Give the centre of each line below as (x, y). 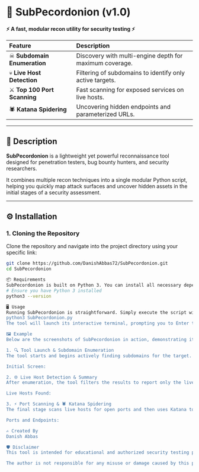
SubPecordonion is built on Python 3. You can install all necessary (94, 285)
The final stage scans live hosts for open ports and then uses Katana (96, 410)
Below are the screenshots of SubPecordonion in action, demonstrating (96, 340)
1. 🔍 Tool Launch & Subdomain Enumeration (60, 350)
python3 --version (29, 296)
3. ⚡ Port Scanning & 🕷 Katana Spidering (59, 404)
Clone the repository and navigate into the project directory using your (92, 246)
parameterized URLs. (105, 114)
